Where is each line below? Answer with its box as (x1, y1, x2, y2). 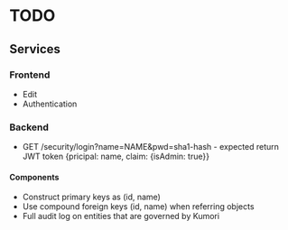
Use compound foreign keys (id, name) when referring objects (22, 201, 255, 212)
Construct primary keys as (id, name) (22, 191, 161, 203)
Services (9, 41, 61, 57)
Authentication (22, 98, 78, 109)
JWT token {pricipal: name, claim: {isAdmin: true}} (22, 151, 210, 162)
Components (9, 171, 60, 182)
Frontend (9, 69, 51, 81)
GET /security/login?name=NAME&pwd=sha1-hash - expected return (22, 142, 280, 152)
